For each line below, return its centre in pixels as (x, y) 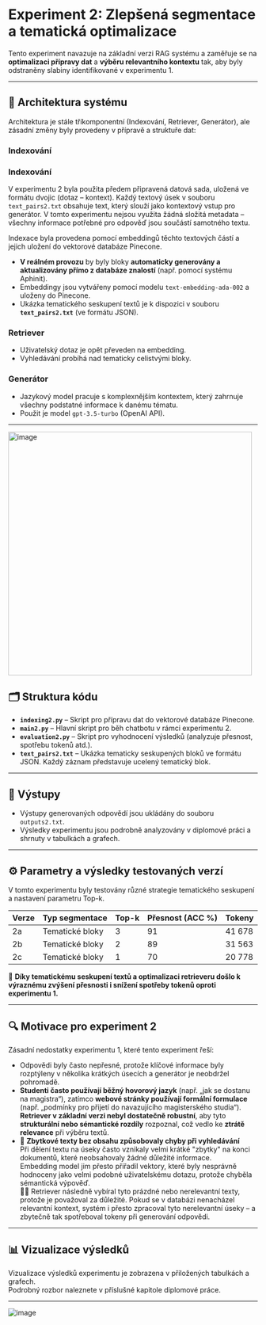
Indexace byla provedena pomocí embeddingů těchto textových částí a (124, 238)
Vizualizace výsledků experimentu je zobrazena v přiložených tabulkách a (129, 1273)
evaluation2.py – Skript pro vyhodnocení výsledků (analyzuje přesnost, (136, 737)
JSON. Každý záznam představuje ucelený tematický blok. (115, 762)
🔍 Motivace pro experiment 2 (82, 1027)
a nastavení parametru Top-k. (57, 898)
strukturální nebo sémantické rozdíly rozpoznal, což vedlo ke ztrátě (132, 1124)
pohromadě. (40, 1082)
